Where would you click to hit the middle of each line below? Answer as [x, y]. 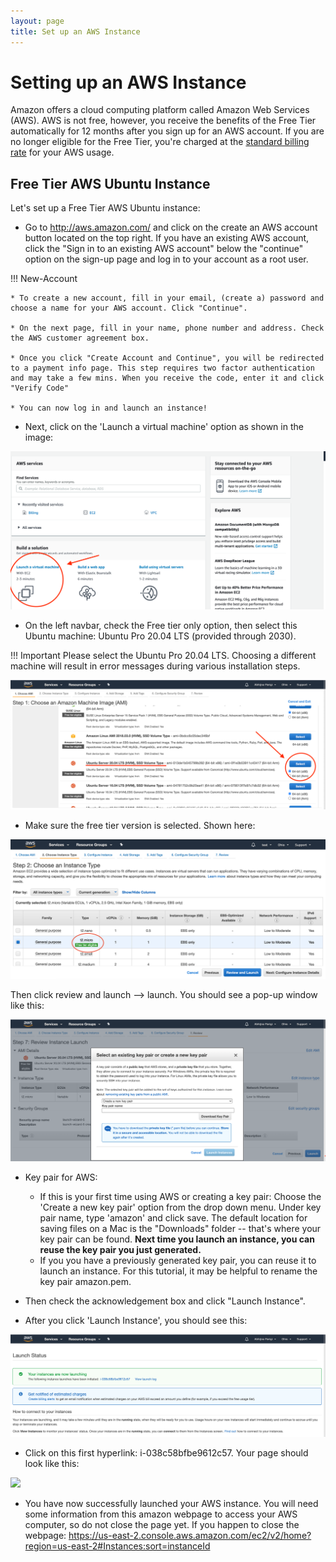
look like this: [52, 1463]
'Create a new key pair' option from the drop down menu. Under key [180, 1207]
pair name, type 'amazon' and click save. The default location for [173, 1217]
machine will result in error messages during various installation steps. [155, 666]
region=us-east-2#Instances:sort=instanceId [117, 1546]
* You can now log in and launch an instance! [109, 408]
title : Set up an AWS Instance [75, 31]
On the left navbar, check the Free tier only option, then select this [161, 625]
